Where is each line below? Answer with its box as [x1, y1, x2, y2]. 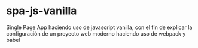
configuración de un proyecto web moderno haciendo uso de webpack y [6, 30, 186, 37]
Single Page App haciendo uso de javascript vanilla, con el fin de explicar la [6, 24, 193, 31]
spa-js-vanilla [6, 4, 77, 18]
